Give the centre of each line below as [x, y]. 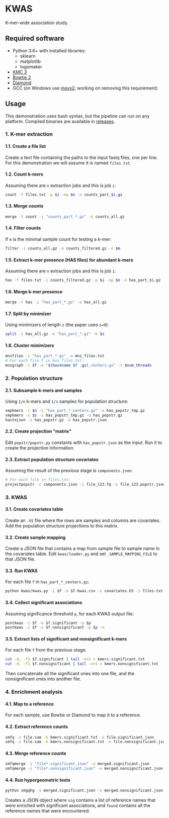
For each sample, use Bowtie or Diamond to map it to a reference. [73, 715]
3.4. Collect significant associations [44, 602]
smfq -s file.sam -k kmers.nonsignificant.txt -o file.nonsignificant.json [86, 742]
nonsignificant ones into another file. [43, 679]
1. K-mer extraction [29, 134]
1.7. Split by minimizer [28, 313]
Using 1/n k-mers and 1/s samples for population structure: [67, 401]
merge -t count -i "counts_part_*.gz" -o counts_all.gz [65, 217]
